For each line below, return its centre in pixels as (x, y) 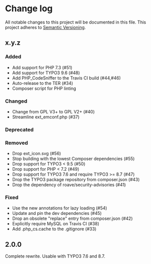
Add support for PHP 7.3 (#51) (42, 67)
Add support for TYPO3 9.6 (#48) (46, 73)
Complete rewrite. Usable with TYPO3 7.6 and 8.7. (55, 256)
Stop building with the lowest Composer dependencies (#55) (73, 159)
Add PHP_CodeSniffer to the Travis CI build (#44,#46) (66, 78)
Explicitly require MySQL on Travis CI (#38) (55, 224)
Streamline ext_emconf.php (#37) (46, 117)
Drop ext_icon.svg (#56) (36, 154)
